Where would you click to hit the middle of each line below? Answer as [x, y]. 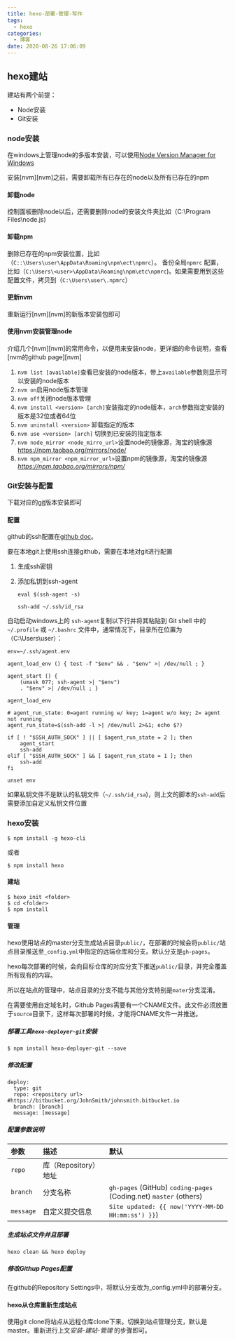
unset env [22, 781]
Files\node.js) [27, 220]
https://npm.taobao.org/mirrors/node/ [72, 450]
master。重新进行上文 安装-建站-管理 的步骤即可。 [79, 1330]
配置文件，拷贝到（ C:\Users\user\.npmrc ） [69, 280]
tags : [15, 20]
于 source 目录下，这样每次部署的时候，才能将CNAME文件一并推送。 [105, 1014]
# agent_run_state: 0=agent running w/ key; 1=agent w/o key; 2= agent [114, 713]
